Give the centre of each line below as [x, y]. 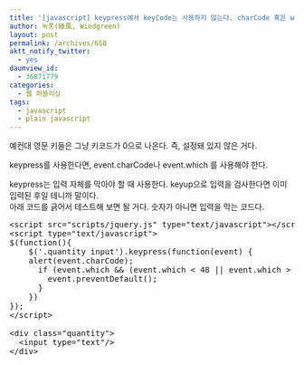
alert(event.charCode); [81, 261]
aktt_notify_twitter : [50, 52]
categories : [32, 85]
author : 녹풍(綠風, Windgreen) [65, 26]
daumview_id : [34, 69]
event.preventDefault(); [103, 279]
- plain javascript [54, 119]
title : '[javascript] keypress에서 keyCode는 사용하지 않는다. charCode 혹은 [148, 18]
